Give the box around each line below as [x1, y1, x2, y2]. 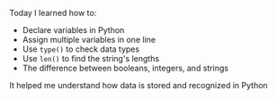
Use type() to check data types [22, 44, 140, 54]
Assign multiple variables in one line [22, 35, 156, 45]
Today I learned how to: [9, 8, 97, 18]
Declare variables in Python [22, 25, 125, 35]
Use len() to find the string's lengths [22, 54, 160, 63]
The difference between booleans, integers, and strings [22, 62, 229, 73]
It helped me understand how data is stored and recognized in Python [9, 80, 268, 90]
